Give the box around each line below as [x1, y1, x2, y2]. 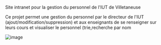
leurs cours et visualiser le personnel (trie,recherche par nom [5, 24, 131, 30]
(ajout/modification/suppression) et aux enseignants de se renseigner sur [5, 19, 156, 25]
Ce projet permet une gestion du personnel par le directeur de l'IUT [5, 14, 144, 19]
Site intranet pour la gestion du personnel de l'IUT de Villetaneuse [5, 4, 141, 10]
